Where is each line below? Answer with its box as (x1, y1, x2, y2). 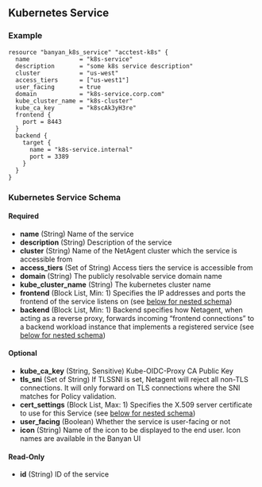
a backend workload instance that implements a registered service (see (19, 322, 254, 331)
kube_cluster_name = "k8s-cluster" (15, 97, 133, 105)
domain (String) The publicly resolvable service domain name (19, 271, 222, 280)
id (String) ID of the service (19, 470, 110, 479)
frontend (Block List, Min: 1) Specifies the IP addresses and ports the (19, 288, 246, 297)
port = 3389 (29, 153, 69, 160)
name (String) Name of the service (19, 229, 134, 238)
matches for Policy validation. (19, 392, 117, 401)
